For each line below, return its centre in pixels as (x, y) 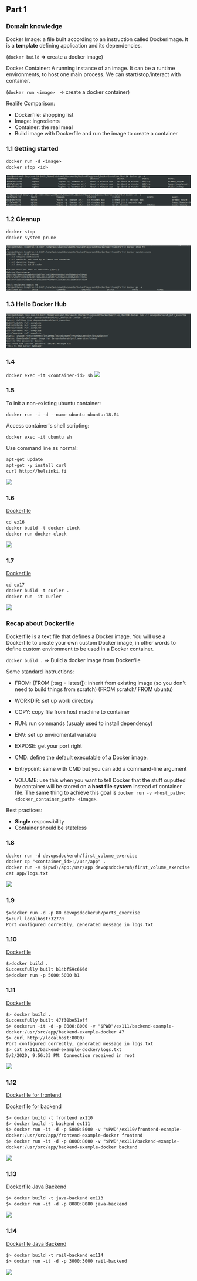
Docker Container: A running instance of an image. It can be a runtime (91, 68)
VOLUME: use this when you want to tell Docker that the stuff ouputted (100, 780)
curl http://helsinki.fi (36, 471)
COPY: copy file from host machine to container (72, 711)
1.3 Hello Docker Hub (36, 304)
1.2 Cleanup (23, 219)
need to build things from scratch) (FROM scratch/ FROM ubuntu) (94, 689)
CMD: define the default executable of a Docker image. (81, 757)
